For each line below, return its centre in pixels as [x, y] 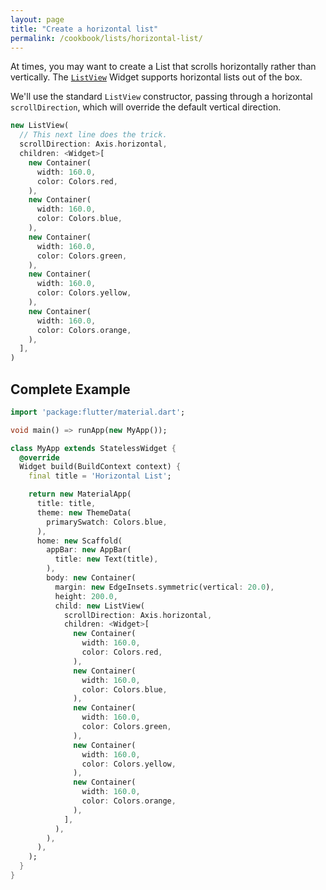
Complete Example [70, 389]
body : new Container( [91, 578]
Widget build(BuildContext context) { [100, 467]
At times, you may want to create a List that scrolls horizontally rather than [163, 67]
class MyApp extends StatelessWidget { [93, 448]
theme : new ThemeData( [84, 512]
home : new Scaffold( [79, 541]
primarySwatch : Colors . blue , [107, 522]
